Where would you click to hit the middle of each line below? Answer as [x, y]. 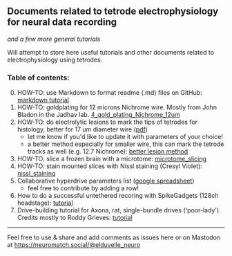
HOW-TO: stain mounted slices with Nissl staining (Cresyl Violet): [109, 166]
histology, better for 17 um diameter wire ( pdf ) [83, 129]
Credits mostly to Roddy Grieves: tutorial [75, 218]
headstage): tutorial [45, 203]
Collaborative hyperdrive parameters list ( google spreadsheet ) [106, 181]
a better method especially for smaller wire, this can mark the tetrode [126, 144]
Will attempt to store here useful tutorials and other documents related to [111, 52]
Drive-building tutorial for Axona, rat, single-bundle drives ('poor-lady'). [119, 210]
